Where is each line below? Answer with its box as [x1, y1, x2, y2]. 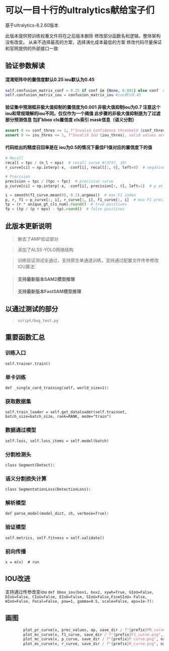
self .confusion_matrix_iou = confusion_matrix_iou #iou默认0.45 [5, 92, 141, 98]
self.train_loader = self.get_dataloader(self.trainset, [5, 410, 127, 415]
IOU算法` [17, 264, 36, 269]
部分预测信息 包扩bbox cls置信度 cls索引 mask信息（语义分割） [5, 117, 137, 123]
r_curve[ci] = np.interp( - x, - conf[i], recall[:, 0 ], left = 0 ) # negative [5, 165, 165, 170]
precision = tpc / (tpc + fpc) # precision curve [5, 179, 114, 184]
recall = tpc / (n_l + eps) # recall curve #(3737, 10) [5, 160, 127, 166]
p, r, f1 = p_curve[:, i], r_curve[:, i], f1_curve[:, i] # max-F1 [5, 197, 152, 202]
